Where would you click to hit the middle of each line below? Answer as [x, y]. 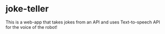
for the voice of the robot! [32, 27]
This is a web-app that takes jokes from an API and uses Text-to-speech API [83, 22]
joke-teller [27, 9]
